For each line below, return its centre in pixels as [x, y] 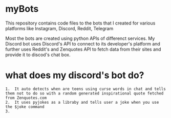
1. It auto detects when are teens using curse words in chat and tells [86, 89]
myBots [22, 9]
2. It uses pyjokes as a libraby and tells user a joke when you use [82, 102]
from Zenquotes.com [26, 98]
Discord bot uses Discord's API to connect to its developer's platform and [83, 43]
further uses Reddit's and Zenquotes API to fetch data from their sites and [83, 49]
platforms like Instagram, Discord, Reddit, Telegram [59, 28]
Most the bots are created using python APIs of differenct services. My [80, 38]
